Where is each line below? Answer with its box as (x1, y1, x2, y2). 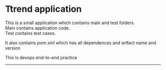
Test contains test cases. (5, 30, 56, 36)
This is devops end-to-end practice (5, 54, 78, 60)
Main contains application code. (5, 25, 70, 31)
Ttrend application (5, 3, 82, 15)
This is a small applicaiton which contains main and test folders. (5, 20, 135, 26)
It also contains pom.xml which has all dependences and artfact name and (5, 39, 157, 45)
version (5, 45, 21, 51)
